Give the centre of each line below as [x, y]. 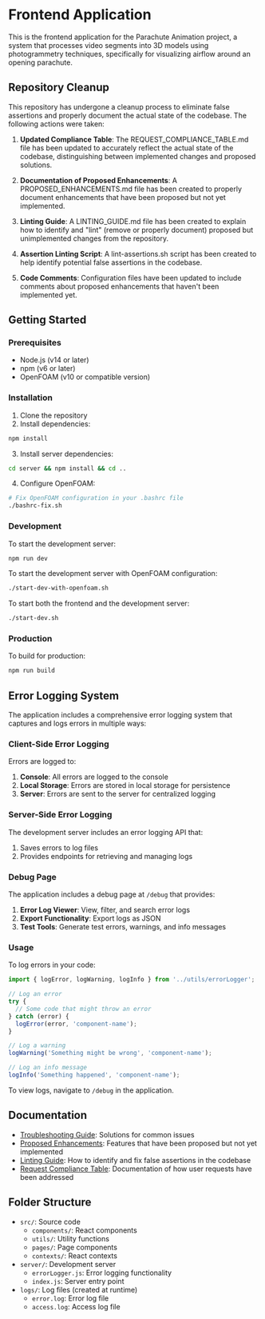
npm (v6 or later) [47, 369]
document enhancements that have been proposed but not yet [123, 197]
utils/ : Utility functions [71, 1238]
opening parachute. [41, 62]
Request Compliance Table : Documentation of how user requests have [136, 1169]
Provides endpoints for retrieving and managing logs [106, 856]
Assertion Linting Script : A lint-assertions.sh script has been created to [138, 254]
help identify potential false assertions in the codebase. [111, 262]
